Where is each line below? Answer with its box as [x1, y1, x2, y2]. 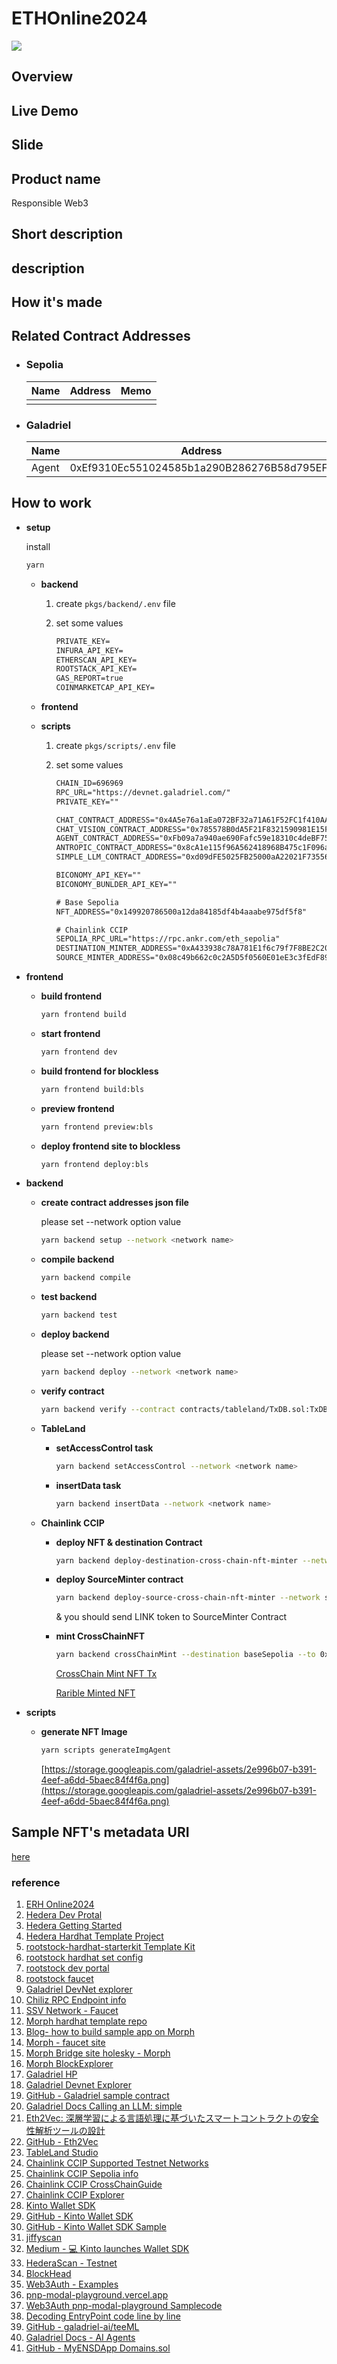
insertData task [55, 1479, 122, 1491]
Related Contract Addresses [11, 328, 191, 345]
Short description [11, 226, 124, 243]
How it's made [11, 294, 103, 311]
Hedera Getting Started [25, 1920, 123, 1932]
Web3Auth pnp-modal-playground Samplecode [25, 2300, 223, 2312]
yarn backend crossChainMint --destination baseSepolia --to [55, 1650, 316, 1660]
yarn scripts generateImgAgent [40, 1745, 172, 1756]
